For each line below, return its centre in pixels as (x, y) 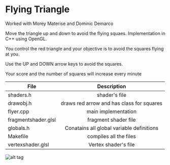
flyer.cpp (19, 112)
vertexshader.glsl (28, 145)
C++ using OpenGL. (26, 39)
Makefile (18, 136)
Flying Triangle (38, 9)
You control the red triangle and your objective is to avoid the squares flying (84, 48)
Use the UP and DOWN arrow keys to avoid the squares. (64, 64)
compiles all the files (111, 136)
